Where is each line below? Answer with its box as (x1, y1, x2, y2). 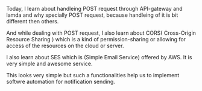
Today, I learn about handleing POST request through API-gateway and (6, 5, 183, 12)
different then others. (6, 18, 59, 25)
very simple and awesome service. (6, 60, 93, 67)
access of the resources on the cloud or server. (6, 42, 124, 49)
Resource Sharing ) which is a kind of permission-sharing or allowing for (6, 36, 186, 43)
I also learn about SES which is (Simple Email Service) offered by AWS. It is (6, 54, 192, 60)
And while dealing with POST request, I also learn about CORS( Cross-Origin (6, 29, 196, 37)
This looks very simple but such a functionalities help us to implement (6, 72, 180, 78)
